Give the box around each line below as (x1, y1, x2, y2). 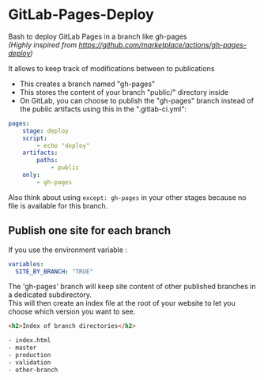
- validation (8, 358, 51, 367)
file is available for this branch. (8, 201, 108, 210)
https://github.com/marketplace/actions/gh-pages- (78, 40, 247, 49)
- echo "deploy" (36, 141, 90, 149)
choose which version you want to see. (8, 307, 136, 317)
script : (22, 134, 47, 142)
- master (8, 344, 37, 352)
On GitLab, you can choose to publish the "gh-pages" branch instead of (19, 96, 255, 105)
